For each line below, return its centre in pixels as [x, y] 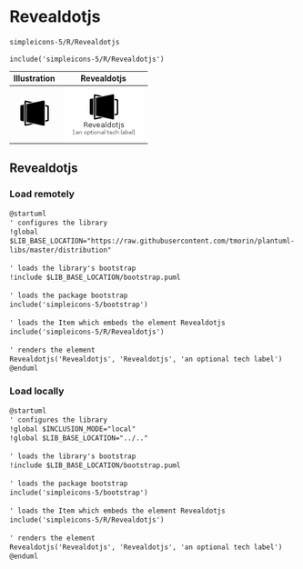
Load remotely [42, 194]
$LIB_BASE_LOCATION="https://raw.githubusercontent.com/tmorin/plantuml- [152, 241]
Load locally [37, 391]
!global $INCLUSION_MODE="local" [73, 429]
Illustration [35, 78]
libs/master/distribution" [61, 250]
